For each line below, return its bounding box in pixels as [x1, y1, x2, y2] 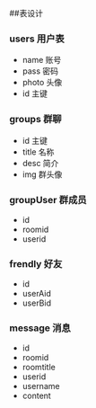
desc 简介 [22, 157, 59, 168]
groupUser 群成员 [9, 193, 87, 206]
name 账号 [22, 55, 62, 66]
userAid [22, 288, 52, 299]
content [22, 390, 51, 402]
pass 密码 [22, 66, 59, 76]
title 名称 [22, 146, 55, 157]
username [22, 381, 60, 392]
